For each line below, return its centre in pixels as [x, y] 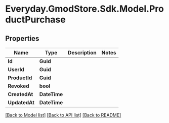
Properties [22, 38]
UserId [16, 69]
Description [82, 53]
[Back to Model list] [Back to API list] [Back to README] [63, 115]
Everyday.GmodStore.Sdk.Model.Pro [85, 9]
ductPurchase [35, 20]
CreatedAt [20, 94]
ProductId [20, 78]
